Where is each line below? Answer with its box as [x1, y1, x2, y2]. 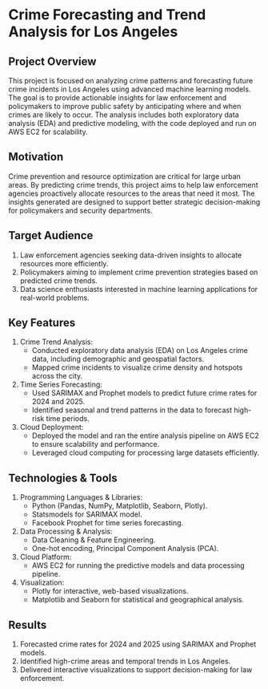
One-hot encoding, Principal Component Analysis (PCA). [31, 544, 219, 553]
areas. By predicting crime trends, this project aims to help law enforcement [8, 180, 258, 189]
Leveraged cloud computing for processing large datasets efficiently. [31, 448, 260, 458]
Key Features [8, 316, 76, 330]
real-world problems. [19, 293, 90, 302]
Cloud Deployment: [19, 423, 84, 432]
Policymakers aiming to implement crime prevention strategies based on [19, 267, 258, 277]
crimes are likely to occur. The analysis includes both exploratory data [8, 110, 239, 120]
